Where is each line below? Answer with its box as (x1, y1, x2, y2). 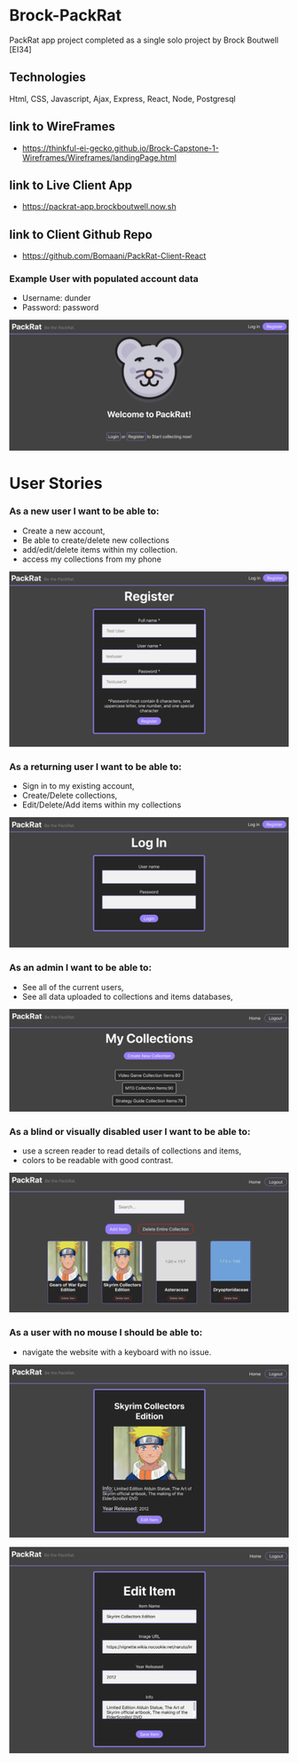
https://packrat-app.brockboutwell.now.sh (21, 201, 176, 212)
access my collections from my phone (21, 554, 162, 564)
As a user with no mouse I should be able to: (9, 1326, 203, 1339)
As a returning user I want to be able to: (9, 760, 182, 773)
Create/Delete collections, (21, 791, 118, 800)
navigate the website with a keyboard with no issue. (21, 1346, 212, 1358)
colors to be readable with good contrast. (21, 1155, 174, 1166)
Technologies (9, 70, 87, 85)
